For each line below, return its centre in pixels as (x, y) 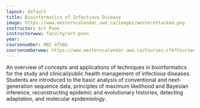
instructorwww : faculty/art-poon (48, 34)
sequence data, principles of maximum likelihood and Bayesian (111, 86)
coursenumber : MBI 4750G (37, 45)
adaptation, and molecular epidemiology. (56, 99)
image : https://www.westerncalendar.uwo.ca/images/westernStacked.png (96, 23)
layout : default (26, 12)
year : (13, 39)
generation (19, 86)
